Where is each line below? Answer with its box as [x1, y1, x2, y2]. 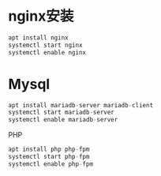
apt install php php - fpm [8, 145, 90, 154]
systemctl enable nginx [8, 48, 87, 56]
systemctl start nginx [8, 41, 83, 49]
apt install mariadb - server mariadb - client [8, 101, 154, 109]
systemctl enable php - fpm [8, 159, 93, 168]
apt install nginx [8, 33, 69, 42]
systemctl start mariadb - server [8, 108, 114, 117]
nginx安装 [8, 7, 74, 25]
